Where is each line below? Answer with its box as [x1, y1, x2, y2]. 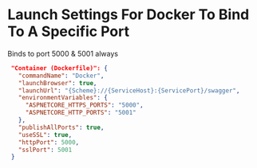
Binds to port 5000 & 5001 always [7, 49, 119, 58]
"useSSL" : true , [18, 131, 73, 139]
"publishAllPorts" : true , [18, 123, 105, 131]
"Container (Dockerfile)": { [10, 64, 109, 72]
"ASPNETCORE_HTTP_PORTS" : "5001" [25, 109, 136, 117]
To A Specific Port [7, 22, 129, 41]
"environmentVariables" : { [18, 94, 109, 102]
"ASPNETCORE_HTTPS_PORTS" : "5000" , [25, 101, 144, 109]
